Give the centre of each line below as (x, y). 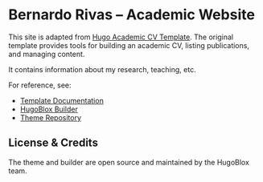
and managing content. (47, 54)
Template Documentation (62, 100)
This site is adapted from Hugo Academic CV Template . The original (121, 37)
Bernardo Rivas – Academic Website (132, 15)
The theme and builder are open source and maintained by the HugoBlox (129, 162)
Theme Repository (51, 117)
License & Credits (53, 143)
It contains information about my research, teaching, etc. (102, 69)
